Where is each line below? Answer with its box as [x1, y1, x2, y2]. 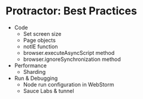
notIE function [23, 43, 58, 50]
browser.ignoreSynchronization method [23, 55, 121, 63]
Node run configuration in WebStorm [23, 81, 114, 88]
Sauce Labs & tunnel [23, 87, 74, 94]
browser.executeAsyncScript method [23, 49, 115, 56]
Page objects [23, 36, 56, 44]
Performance [14, 61, 47, 69]
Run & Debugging [14, 75, 58, 82]
